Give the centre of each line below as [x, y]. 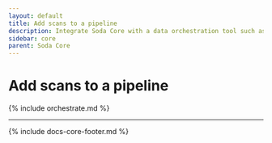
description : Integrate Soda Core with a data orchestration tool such [132, 31]
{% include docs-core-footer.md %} [69, 132]
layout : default [36, 16]
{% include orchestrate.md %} [59, 108]
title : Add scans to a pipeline [63, 23]
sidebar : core [32, 38]
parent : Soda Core [39, 46]
